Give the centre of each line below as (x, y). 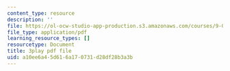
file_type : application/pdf (47, 32)
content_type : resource (41, 13)
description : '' (30, 20)
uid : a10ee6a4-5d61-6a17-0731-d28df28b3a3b (70, 57)
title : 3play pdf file (39, 51)
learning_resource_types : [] (49, 39)
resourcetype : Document (41, 45)
